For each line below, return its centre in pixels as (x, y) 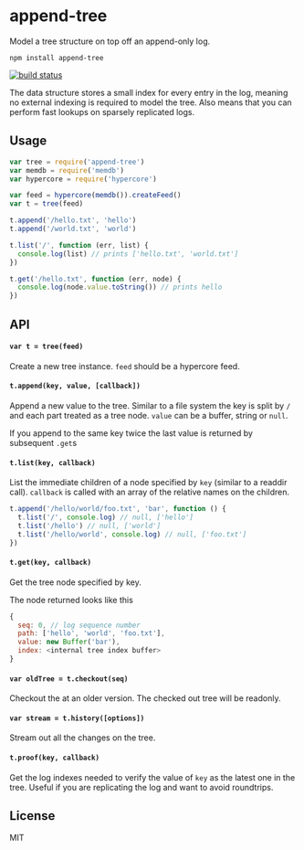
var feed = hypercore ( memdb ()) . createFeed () (95, 196)
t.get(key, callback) (51, 563)
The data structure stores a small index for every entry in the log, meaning (149, 92)
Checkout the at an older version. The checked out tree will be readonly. (145, 698)
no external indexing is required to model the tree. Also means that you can (151, 102)
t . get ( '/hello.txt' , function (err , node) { (95, 279)
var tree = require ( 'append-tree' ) (77, 162)
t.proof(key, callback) (55, 758)
